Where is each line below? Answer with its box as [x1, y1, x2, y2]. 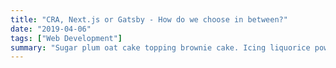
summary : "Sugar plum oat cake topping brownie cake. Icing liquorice [10, 42, 311, 53]
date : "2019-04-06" [10, 24, 92, 34]
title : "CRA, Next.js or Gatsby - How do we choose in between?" [10, 14, 288, 25]
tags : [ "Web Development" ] [10, 33, 123, 43]
